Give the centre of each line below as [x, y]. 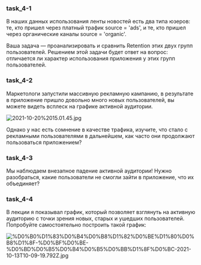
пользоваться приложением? [44, 142]
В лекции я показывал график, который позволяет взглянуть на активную [101, 212]
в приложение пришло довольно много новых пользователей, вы [91, 100]
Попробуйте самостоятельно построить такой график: [76, 225]
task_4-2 [19, 80]
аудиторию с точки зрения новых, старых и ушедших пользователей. [95, 219]
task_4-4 [19, 199]
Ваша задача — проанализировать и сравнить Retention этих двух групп [100, 46]
